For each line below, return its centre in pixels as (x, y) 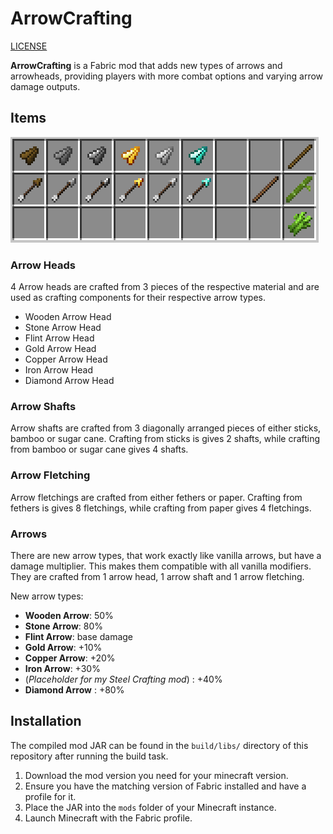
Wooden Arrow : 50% (69, 615)
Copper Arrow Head (66, 359)
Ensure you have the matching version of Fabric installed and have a (165, 786)
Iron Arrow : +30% (62, 668)
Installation (46, 721)
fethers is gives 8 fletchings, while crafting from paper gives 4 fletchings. (161, 508)
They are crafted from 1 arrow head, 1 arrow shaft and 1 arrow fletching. (157, 576)
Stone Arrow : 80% (64, 626)
